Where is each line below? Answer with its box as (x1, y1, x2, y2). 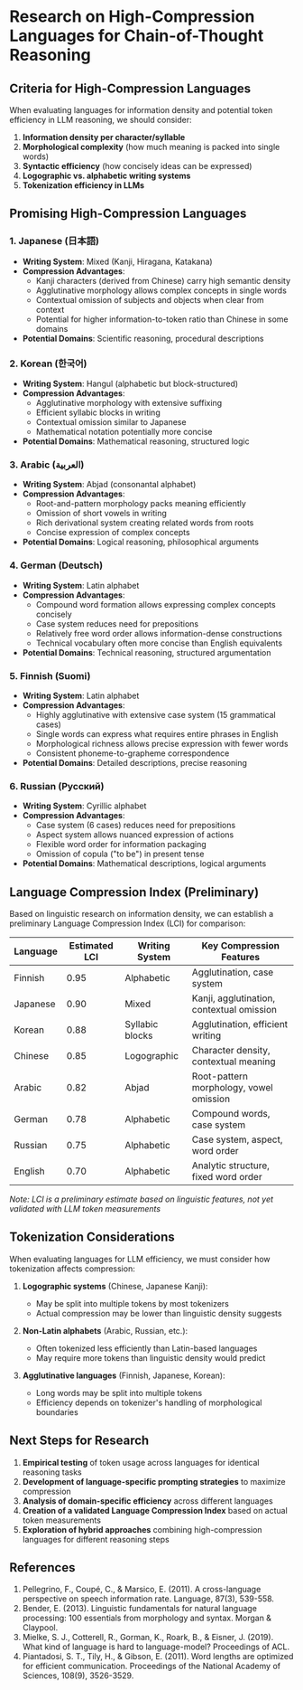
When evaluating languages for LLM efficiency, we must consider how (9, 1253, 271, 1264)
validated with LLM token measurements (9, 1203, 161, 1213)
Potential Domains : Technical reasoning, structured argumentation (22, 647, 272, 657)
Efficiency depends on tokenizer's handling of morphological (35, 1397, 262, 1408)
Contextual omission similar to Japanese (35, 416, 187, 427)
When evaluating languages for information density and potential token (9, 105, 273, 115)
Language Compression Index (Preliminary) (9, 884, 260, 900)
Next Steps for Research (9, 1433, 150, 1449)
